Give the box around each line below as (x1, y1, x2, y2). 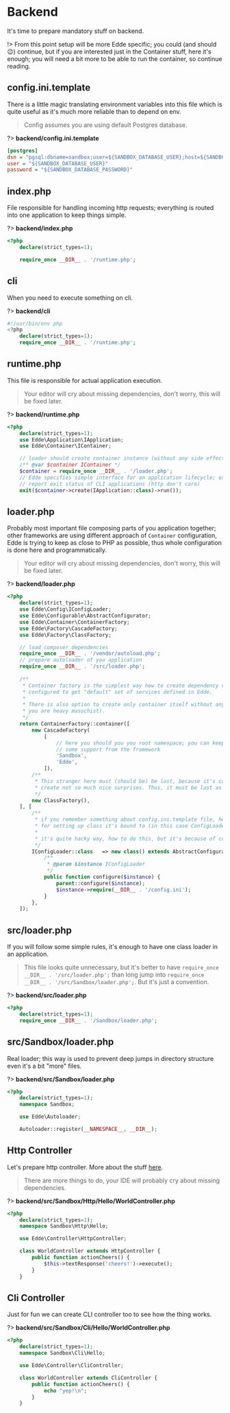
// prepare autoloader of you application (19, 657, 142, 664)
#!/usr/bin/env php (7, 320, 63, 327)
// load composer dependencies (19, 644, 109, 651)
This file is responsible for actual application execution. (7, 376, 163, 384)
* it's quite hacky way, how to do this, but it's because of (34, 835, 216, 842)
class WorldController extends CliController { (19, 1374, 157, 1381)
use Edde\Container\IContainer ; (19, 443, 112, 449)
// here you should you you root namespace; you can (55, 739, 210, 747)
